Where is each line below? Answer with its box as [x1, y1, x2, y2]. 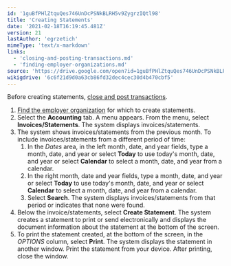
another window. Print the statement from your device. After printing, [16, 245, 212, 253]
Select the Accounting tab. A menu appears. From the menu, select [16, 113, 210, 122]
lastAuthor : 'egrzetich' [7, 36, 78, 43]
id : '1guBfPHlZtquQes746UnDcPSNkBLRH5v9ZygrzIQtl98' [7, 10, 162, 17]
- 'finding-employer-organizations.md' [13, 61, 128, 68]
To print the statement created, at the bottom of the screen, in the [16, 230, 203, 239]
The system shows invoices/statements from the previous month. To [16, 128, 212, 136]
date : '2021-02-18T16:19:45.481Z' [7, 23, 107, 30]
